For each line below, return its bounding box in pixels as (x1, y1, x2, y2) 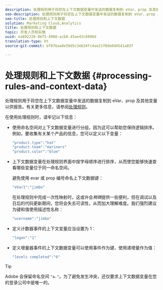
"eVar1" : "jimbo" (12, 185, 45, 190)
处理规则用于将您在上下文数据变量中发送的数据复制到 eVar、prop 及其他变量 (5, 97, 158, 103)
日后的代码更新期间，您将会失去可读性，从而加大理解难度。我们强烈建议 (12, 200, 157, 206)
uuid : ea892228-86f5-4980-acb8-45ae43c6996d (5, 35, 97, 39)
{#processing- (92, 70, 152, 81)
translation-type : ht (5, 39, 49, 44)
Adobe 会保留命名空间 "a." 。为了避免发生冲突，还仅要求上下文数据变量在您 (5, 273, 157, 279)
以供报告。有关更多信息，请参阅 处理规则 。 (5, 103, 90, 110)
